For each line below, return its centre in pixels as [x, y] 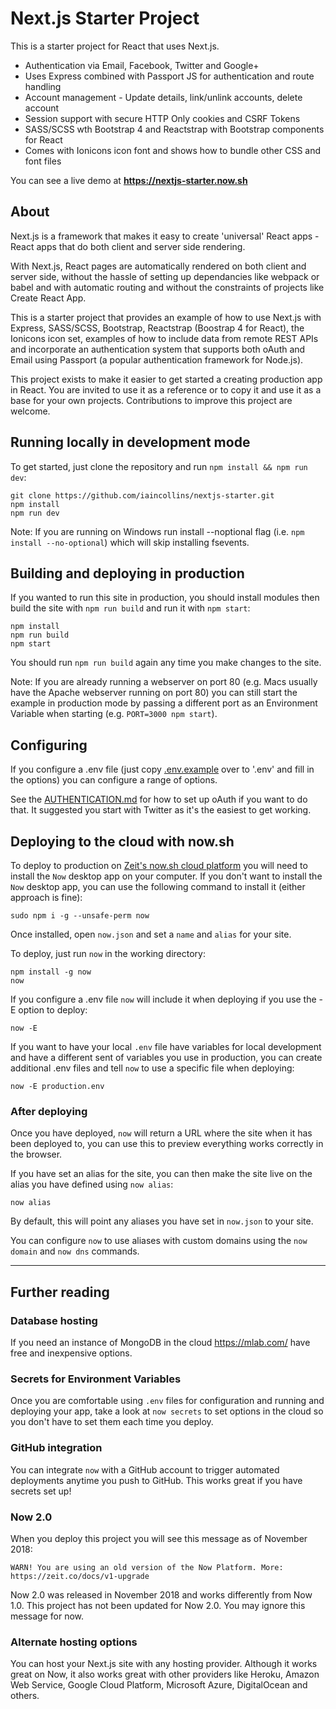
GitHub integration [56, 1448]
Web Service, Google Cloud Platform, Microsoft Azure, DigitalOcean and [159, 1685]
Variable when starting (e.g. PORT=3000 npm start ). [114, 714]
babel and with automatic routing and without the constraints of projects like [167, 287]
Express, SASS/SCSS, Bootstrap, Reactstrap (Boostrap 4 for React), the [157, 328]
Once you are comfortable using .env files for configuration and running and [167, 1401]
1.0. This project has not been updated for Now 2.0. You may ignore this [158, 1605]
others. [25, 1696]
